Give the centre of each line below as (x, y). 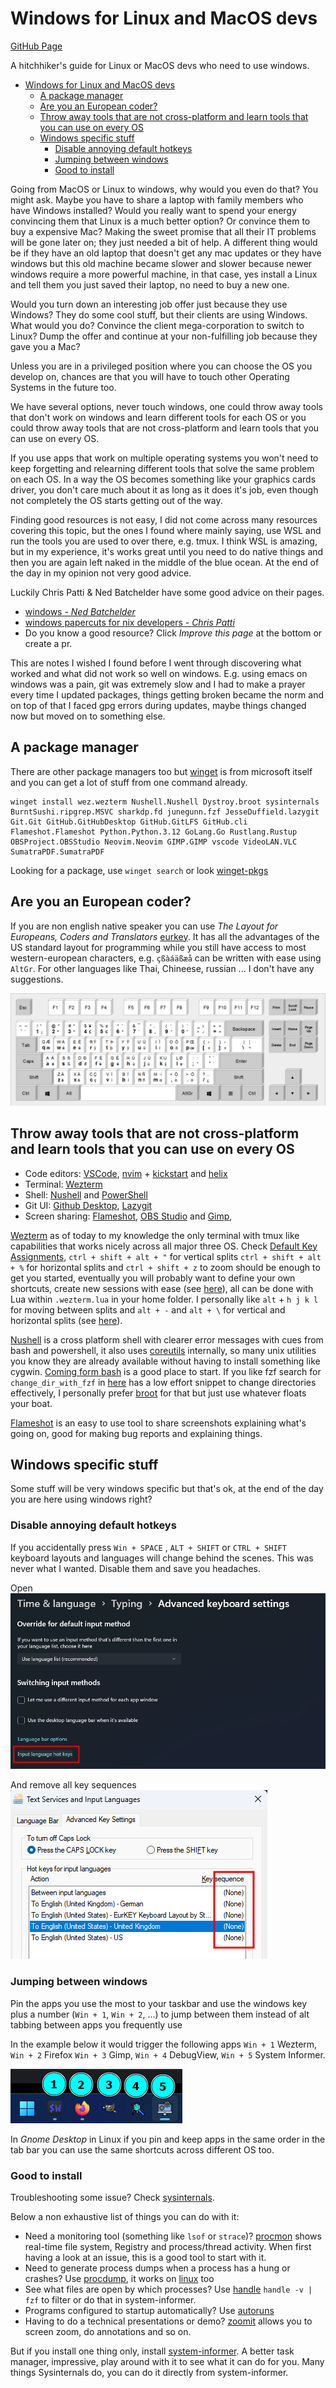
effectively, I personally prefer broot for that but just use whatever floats (158, 1393)
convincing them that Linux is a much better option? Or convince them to (160, 221)
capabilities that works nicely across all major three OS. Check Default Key (164, 1246)
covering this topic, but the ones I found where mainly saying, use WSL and (166, 530)
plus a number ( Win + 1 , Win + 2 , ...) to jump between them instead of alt (160, 2014)
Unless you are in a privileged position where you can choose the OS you (161, 366)
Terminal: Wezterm (63, 1184)
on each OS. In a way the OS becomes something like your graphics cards (163, 479)
